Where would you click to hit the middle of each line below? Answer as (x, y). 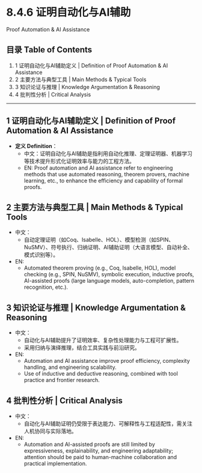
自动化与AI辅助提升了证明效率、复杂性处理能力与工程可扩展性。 (103, 340)
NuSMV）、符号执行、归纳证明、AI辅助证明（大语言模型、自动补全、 (109, 247)
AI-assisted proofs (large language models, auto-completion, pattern (109, 281)
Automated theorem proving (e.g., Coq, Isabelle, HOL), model (100, 268)
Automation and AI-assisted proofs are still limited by (89, 444)
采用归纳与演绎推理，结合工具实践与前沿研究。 (82, 348)
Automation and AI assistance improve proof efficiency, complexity (107, 361)
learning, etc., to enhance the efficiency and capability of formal (103, 181)
